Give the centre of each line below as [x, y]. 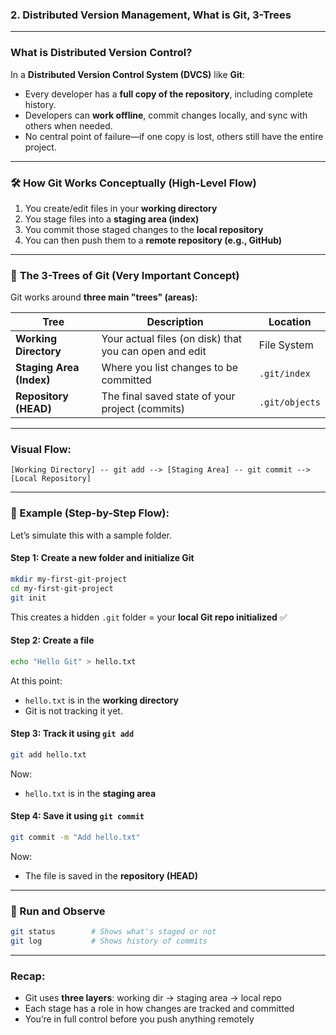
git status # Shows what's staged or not [113, 932]
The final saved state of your [168, 396]
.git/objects [289, 402]
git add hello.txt [48, 754]
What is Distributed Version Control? [101, 53]
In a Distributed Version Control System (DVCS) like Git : [128, 74]
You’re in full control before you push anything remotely [139, 1019]
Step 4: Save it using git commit [77, 816]
